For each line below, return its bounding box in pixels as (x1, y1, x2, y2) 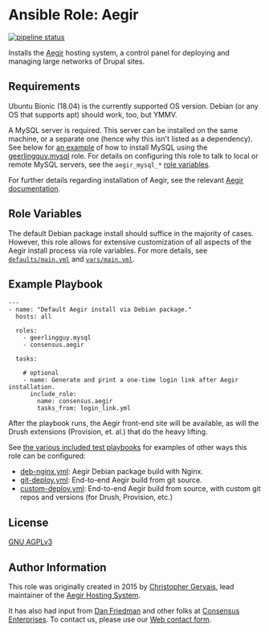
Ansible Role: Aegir (8, 6, 139, 24)
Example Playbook (8, 277, 103, 291)
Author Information (8, 560, 107, 574)
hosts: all (15, 312, 52, 321)
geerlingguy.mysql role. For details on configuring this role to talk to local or (8, 151, 259, 160)
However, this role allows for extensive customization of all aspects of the (8, 237, 252, 246)
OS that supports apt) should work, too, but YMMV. (8, 109, 178, 119)
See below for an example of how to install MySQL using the (8, 143, 208, 152)
